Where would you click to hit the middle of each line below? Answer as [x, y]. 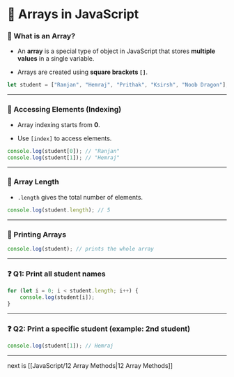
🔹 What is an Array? [41, 36]
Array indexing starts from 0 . [59, 124]
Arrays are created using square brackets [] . [83, 72]
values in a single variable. [56, 59]
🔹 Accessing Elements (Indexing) [64, 110]
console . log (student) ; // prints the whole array [81, 249]
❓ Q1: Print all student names [56, 274]
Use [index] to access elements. [64, 138]
